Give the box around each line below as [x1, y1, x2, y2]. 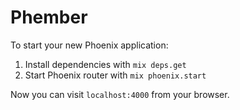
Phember [10, 6, 88, 29]
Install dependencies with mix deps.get [24, 58, 187, 70]
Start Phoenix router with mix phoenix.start [24, 69, 207, 81]
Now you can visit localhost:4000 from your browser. [10, 88, 230, 100]
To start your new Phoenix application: [10, 39, 169, 51]
